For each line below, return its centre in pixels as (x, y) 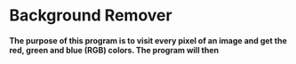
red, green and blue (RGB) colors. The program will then (114, 50)
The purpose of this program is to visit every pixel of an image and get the (148, 40)
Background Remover (91, 16)
